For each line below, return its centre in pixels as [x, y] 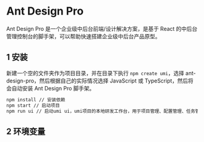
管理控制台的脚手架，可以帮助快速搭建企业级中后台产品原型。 [83, 36]
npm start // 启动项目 [33, 105]
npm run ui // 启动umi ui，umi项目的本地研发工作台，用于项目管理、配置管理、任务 [101, 111]
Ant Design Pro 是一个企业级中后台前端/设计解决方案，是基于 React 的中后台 [102, 29]
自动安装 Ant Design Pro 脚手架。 [53, 88]
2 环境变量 [26, 131]
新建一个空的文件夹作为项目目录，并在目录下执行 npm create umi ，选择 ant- [101, 73]
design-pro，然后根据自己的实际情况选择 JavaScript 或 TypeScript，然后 [97, 81]
